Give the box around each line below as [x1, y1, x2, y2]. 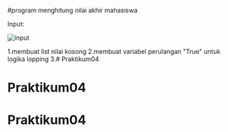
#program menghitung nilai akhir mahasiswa [7, 6, 138, 14]
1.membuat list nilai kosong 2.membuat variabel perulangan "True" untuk [7, 48, 221, 55]
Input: [7, 20, 25, 28]
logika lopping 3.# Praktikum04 [7, 55, 100, 63]
